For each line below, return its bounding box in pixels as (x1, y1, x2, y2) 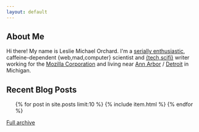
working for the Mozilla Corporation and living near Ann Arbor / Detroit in (6, 60, 189, 68)
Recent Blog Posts (6, 85, 77, 95)
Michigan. (6, 67, 32, 74)
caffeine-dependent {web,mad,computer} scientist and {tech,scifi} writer (6, 54, 190, 61)
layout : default (6, 9, 47, 15)
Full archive (6, 119, 35, 127)
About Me (6, 32, 44, 42)
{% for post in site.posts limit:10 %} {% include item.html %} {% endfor (15, 101, 194, 108)
